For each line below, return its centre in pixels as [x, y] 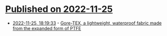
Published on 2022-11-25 [59, 9]
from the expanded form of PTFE [47, 28]
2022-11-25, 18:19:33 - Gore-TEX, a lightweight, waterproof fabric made [87, 23]
